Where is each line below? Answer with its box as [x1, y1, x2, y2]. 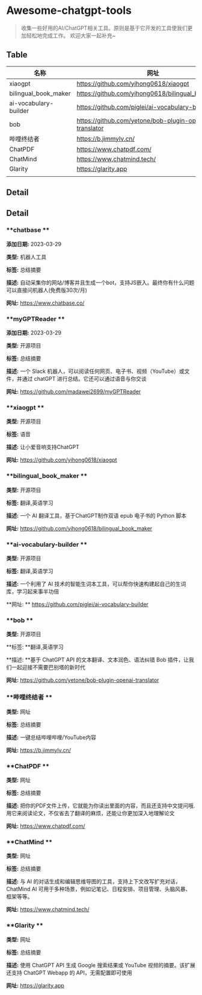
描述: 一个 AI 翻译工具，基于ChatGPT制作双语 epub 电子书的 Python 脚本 [6, 512, 187, 519]
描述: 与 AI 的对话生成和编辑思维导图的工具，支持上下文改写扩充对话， [6, 878, 181, 885]
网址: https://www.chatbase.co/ [6, 299, 85, 307]
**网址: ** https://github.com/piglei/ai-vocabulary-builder [6, 601, 149, 608]
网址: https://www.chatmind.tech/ [6, 906, 90, 913]
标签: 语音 [6, 431, 31, 438]
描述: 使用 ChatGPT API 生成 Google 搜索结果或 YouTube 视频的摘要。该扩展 [6, 961, 195, 968]
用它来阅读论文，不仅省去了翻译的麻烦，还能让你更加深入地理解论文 [6, 809, 175, 816]
